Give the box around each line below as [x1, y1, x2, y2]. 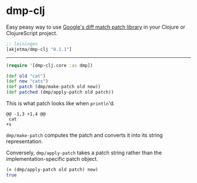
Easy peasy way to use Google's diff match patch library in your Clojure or [6, 23, 186, 30]
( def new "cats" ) [6, 78, 49, 84]
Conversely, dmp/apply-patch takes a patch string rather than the [6, 149, 162, 156]
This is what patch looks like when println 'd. [6, 100, 116, 107]
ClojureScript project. [6, 29, 57, 36]
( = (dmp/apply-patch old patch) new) [6, 167, 98, 173]
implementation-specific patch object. [6, 156, 98, 163]
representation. [6, 138, 43, 145]
